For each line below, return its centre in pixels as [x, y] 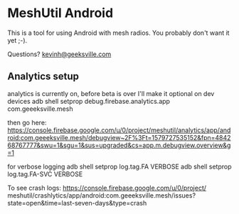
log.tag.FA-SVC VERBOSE [45, 174]
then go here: [27, 122]
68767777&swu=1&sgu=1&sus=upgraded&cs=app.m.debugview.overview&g [119, 145]
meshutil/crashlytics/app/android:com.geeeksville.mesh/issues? [102, 195]
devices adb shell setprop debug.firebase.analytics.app [89, 101]
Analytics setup [43, 76]
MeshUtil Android [60, 13]
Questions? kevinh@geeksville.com [59, 54]
